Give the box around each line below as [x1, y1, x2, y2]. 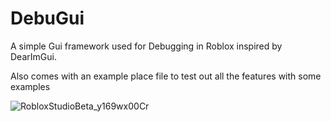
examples [10, 80, 51, 92]
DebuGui [10, 7, 85, 30]
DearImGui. [10, 50, 57, 62]
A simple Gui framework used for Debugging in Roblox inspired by [10, 40, 283, 52]
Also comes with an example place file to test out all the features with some [10, 70, 322, 82]
